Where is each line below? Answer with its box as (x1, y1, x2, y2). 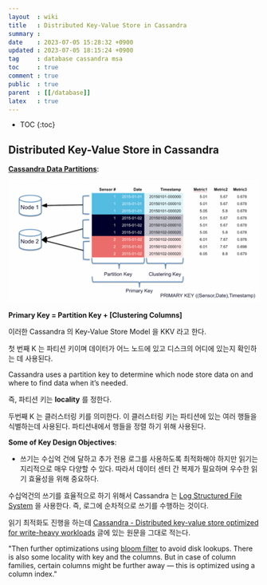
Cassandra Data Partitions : (8, 164, 100, 174)
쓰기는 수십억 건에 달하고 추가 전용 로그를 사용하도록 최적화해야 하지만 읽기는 (19, 454, 259, 464)
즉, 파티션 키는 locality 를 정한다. (8, 395, 112, 405)
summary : (8, 30, 41, 38)
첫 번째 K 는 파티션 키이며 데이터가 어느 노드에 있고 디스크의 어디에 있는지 (8, 344, 236, 354)
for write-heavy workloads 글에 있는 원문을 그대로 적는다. (8, 528, 191, 538)
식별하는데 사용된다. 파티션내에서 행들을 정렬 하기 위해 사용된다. (8, 421, 206, 431)
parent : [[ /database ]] (8, 89, 91, 97)
